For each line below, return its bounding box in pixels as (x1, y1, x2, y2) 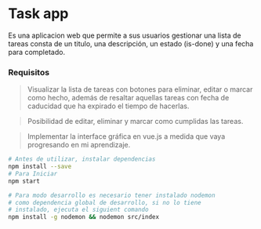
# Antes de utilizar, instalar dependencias (8, 155, 156, 163)
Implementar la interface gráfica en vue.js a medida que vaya (27, 132, 226, 141)
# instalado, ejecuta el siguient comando (8, 205, 149, 214)
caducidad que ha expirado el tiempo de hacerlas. (27, 101, 190, 111)
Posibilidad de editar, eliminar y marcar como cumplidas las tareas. (27, 117, 244, 126)
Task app (8, 5, 69, 23)
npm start (8, 177, 41, 185)
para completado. (8, 47, 65, 56)
